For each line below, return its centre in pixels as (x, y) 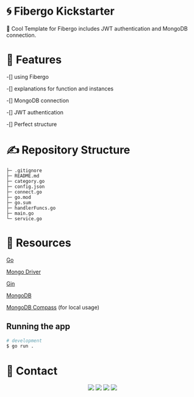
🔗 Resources (39, 243)
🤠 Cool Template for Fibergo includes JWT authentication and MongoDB (97, 28)
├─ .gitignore (24, 170)
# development (24, 341)
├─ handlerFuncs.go (31, 208)
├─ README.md (23, 176)
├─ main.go (20, 213)
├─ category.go (26, 181)
